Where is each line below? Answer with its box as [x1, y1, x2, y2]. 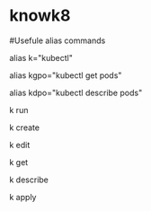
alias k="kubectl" [9, 52, 74, 63]
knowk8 [9, 5, 71, 26]
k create [9, 122, 40, 133]
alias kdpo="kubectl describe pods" [9, 87, 143, 98]
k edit [9, 139, 31, 150]
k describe [9, 174, 49, 185]
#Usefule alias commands [9, 35, 106, 46]
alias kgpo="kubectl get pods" [9, 69, 122, 81]
